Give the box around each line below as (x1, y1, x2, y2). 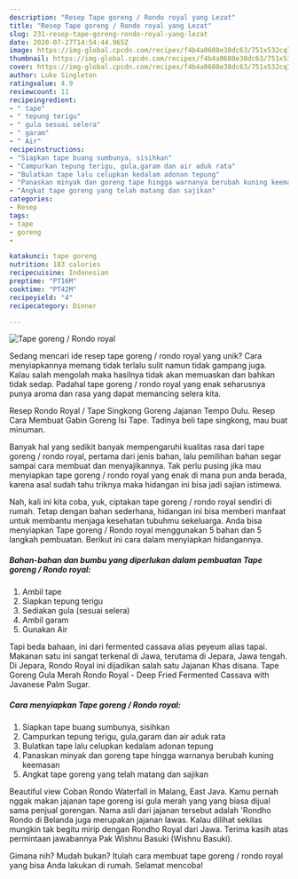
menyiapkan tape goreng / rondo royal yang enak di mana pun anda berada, (9, 470, 287, 480)
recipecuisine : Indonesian (9, 268, 109, 278)
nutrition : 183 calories (9, 260, 101, 269)
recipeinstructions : (9, 145, 86, 154)
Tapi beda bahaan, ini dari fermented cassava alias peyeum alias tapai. (9, 641, 268, 653)
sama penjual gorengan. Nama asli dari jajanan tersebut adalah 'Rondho (9, 805, 272, 816)
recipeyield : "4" (9, 293, 74, 302)
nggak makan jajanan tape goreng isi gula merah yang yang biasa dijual (9, 796, 271, 806)
